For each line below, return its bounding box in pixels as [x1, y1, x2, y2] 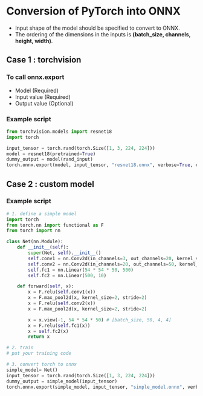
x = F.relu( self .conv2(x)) [28, 300, 96, 307]
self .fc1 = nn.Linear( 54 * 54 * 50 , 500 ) [28, 267, 134, 273]
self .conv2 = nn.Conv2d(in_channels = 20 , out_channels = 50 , [28, 261, 177, 267]
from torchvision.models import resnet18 [6, 129, 112, 135]
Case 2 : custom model [6, 179, 95, 189]
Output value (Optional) [14, 99, 74, 107]
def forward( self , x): [17, 283, 74, 289]
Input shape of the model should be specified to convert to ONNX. [14, 24, 180, 32]
